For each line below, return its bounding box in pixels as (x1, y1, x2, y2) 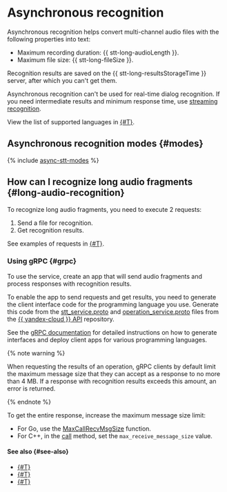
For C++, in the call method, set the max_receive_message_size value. (17, 431, 213, 440)
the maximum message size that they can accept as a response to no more (7, 369, 221, 377)
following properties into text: (7, 35, 91, 43)
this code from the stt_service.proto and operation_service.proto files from (7, 307, 219, 315)
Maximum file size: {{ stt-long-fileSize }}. (17, 55, 134, 63)
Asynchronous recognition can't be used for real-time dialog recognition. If (7, 90, 220, 98)
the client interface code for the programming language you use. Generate (7, 300, 219, 308)
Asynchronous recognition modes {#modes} (7, 138, 204, 150)
